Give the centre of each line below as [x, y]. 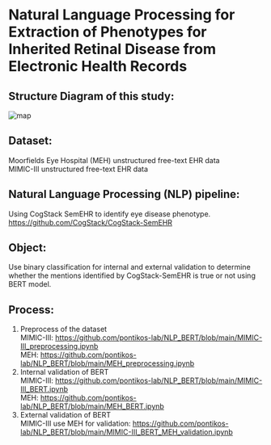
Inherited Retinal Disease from [112, 49]
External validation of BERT [66, 415]
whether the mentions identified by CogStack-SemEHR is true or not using [132, 275]
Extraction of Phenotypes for [108, 32]
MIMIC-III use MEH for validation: [75, 424]
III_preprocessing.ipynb [59, 346]
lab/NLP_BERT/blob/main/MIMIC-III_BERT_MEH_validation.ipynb [126, 432]
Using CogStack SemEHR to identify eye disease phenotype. [110, 214]
